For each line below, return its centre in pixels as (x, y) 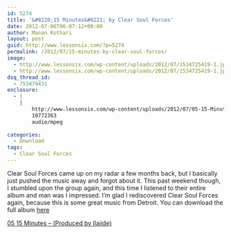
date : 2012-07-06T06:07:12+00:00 (55, 26)
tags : (15, 148)
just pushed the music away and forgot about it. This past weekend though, (114, 180)
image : (16, 58)
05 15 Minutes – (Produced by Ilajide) (59, 223)
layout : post (26, 39)
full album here (29, 209)
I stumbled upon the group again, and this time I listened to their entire (107, 188)
